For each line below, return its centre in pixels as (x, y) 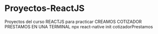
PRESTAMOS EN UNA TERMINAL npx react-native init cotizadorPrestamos (79, 26)
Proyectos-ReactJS (45, 8)
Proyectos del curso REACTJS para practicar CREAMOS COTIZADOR (73, 22)
